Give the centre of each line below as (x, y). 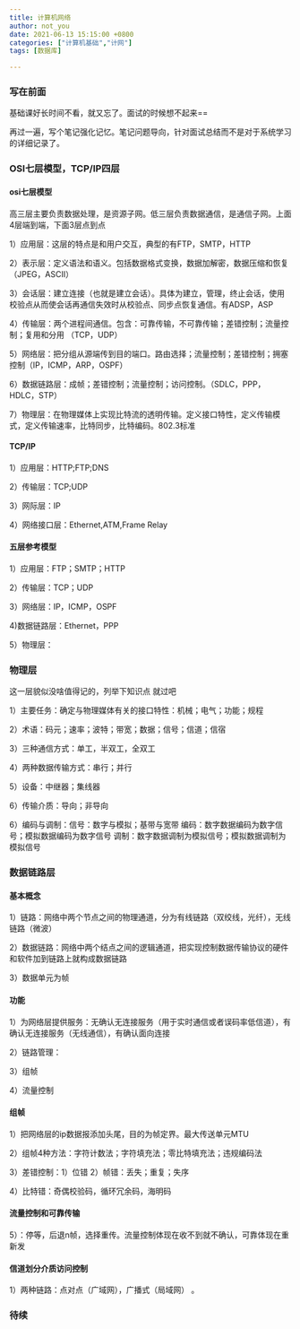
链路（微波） (33, 928)
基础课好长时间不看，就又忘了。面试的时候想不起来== (109, 113)
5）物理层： (31, 644)
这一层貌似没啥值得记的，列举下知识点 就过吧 (93, 691)
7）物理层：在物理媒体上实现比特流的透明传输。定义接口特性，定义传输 (141, 414)
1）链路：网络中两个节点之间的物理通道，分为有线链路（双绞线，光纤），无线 (150, 917)
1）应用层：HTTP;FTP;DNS (59, 467)
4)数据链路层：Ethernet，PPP (64, 625)
